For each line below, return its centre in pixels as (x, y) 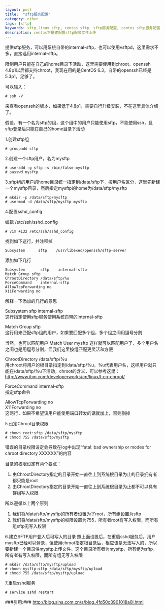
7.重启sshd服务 (20, 583)
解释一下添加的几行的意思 (31, 301)
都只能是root (25, 480)
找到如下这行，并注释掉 (29, 241)
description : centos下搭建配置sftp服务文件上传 (51, 33)
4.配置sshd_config (24, 211)
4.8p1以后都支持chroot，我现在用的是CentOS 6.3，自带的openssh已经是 (78, 70)
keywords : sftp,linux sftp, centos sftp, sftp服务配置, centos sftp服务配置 (83, 28)
